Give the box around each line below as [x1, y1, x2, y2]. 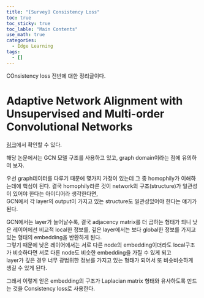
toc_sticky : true [6, 20, 51, 26]
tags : [6, 49, 20, 55]
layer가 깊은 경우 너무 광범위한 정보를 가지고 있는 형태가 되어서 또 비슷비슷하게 [6, 256, 194, 264]
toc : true [6, 15, 32, 21]
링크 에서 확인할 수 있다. [6, 141, 62, 148]
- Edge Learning [12, 43, 53, 50]
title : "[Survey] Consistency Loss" [6, 9, 100, 15]
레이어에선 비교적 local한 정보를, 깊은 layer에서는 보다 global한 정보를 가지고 [12, 226, 196, 233]
